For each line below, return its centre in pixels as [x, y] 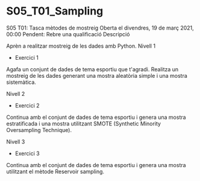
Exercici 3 [27, 153]
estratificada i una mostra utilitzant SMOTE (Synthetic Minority [84, 123]
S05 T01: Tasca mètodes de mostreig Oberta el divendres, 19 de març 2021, [100, 28]
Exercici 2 [27, 105]
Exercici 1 [27, 57]
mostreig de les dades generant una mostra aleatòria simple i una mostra [97, 75]
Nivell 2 [16, 94]
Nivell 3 [16, 141]
